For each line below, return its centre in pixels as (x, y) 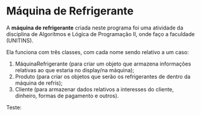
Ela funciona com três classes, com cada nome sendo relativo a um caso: (97, 52)
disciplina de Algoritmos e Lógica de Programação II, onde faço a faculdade (101, 34)
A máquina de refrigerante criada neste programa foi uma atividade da (95, 28)
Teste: (14, 107)
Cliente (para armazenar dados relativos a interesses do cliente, (94, 89)
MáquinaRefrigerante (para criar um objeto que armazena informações (103, 64)
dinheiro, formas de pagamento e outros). (67, 96)
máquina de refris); (39, 83)
